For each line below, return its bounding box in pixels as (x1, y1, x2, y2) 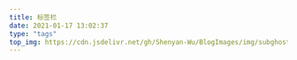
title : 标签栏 (9, 12, 57, 22)
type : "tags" (9, 29, 57, 38)
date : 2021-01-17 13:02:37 (9, 21, 109, 30)
